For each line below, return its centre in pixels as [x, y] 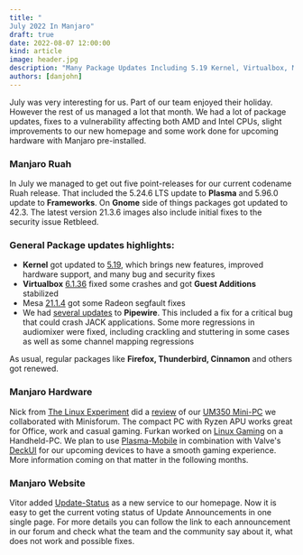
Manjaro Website [47, 483]
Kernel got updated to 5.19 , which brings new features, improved [143, 265]
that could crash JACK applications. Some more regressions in [138, 322]
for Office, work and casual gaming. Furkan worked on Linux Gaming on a [147, 430]
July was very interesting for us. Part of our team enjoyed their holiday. [141, 102]
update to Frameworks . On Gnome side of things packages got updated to [149, 203]
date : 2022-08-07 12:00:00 [60, 43]
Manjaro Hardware [51, 392]
